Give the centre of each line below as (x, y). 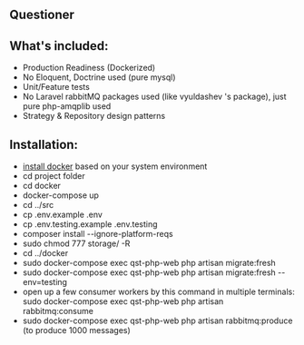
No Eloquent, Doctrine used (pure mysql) (99, 77)
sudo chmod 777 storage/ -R (76, 243)
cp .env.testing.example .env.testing (90, 224)
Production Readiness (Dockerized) (89, 68)
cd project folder (54, 176)
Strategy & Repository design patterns (94, 116)
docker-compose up (61, 195)
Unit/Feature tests (56, 87)
